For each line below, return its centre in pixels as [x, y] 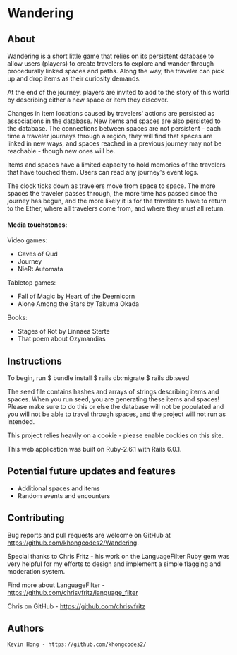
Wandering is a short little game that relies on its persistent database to [111, 56]
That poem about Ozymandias [61, 339]
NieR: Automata [40, 269]
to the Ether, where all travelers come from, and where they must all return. [116, 208]
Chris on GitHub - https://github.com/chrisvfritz [77, 606]
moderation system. [36, 571]
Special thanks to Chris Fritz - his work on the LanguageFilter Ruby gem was [119, 556]
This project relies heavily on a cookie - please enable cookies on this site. [115, 435]
